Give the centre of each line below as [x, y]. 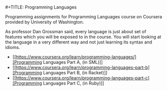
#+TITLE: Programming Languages [41, 7]
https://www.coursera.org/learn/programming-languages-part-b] [83, 67]
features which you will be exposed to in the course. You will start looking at [83, 37]
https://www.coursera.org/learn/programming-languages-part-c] [83, 78]
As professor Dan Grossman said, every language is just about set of [76, 31]
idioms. [13, 47]
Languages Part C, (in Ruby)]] [74, 83]
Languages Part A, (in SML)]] [73, 62]
